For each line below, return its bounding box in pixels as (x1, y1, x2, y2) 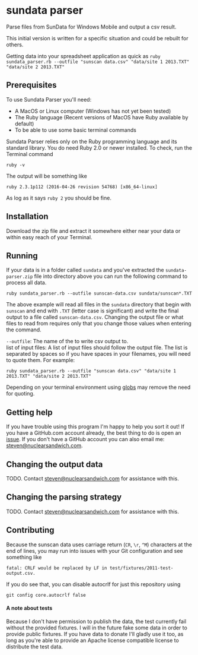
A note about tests (6, 605, 53, 612)
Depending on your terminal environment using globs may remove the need (6, 384, 191, 391)
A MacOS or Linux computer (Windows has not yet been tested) (14, 107, 171, 115)
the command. (6, 326, 41, 333)
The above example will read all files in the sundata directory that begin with (6, 301, 191, 308)
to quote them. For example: (6, 357, 75, 364)
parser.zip (6, 274, 33, 280)
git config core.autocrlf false (6, 592, 86, 598)
